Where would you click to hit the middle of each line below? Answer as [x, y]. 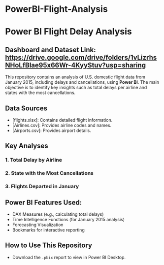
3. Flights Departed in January [42, 187]
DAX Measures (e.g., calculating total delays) [58, 214]
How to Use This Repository [49, 246]
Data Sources [26, 108]
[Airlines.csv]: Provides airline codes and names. [62, 125]
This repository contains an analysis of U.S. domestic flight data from [75, 77]
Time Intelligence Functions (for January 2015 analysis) [68, 219]
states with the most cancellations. [40, 93]
